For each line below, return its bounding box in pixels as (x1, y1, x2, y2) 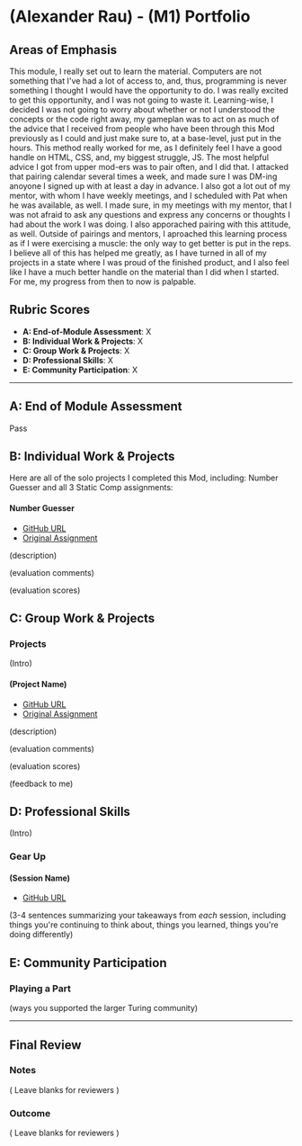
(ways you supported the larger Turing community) (9, 1003, 199, 1014)
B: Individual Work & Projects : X (22, 336, 144, 346)
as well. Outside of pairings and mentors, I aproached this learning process (9, 228, 288, 239)
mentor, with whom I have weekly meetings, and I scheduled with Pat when (9, 191, 288, 201)
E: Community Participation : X (22, 364, 138, 375)
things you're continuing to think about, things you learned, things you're (9, 919, 279, 930)
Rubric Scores (9, 302, 91, 318)
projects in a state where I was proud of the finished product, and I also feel (9, 257, 289, 267)
